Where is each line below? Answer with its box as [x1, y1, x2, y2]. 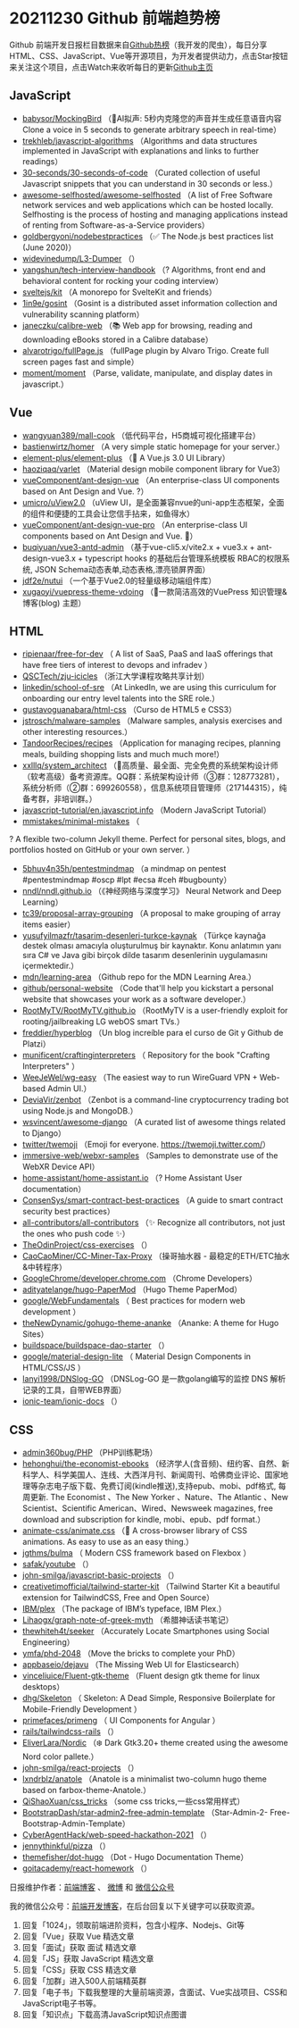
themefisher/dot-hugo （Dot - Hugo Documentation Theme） [21, 1852, 249, 1863]
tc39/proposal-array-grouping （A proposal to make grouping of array [21, 908, 281, 919]
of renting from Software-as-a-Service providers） [21, 220, 210, 230]
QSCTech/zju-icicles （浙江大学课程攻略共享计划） [21, 671, 210, 681]
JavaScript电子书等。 [21, 1998, 102, 2009]
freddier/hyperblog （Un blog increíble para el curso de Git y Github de [21, 1028, 284, 1039]
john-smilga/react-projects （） [21, 1763, 139, 1773]
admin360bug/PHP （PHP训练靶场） [21, 1448, 158, 1458]
